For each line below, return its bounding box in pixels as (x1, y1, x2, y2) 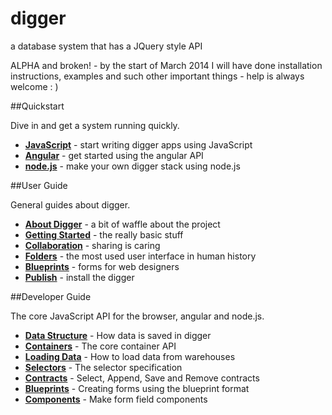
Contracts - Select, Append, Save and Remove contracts (24, 372, 260, 384)
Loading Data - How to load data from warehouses (24, 350, 236, 362)
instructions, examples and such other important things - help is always (10, 70, 305, 82)
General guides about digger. (10, 198, 131, 211)
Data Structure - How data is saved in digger (24, 329, 212, 341)
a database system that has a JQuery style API (10, 40, 203, 52)
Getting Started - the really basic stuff (24, 228, 184, 241)
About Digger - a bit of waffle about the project (24, 218, 221, 230)
